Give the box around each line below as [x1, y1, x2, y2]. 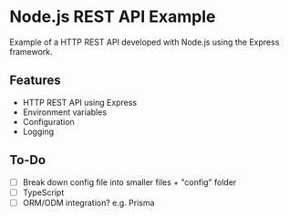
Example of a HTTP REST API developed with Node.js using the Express [9, 36, 280, 47]
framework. [9, 46, 53, 57]
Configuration [22, 116, 75, 127]
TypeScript [22, 187, 65, 198]
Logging [22, 126, 55, 137]
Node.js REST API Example [9, 6, 216, 27]
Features [9, 73, 61, 88]
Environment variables [22, 107, 108, 118]
